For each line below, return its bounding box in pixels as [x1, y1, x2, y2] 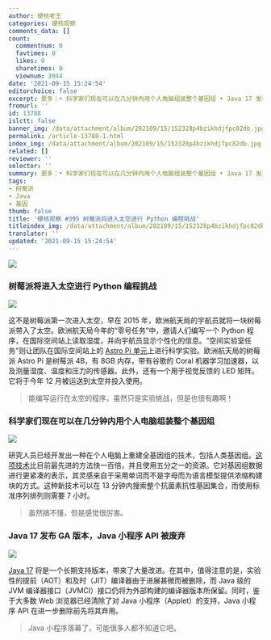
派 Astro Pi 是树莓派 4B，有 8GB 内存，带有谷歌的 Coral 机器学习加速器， [8, 356, 252, 366]
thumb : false [8, 207, 52, 215]
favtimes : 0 [15, 49, 56, 57]
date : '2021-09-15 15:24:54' [8, 79, 106, 87]
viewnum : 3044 [15, 72, 63, 80]
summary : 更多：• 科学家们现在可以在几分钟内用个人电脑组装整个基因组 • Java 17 [8, 170, 252, 178]
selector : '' [8, 162, 52, 171]
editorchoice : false [8, 86, 78, 95]
